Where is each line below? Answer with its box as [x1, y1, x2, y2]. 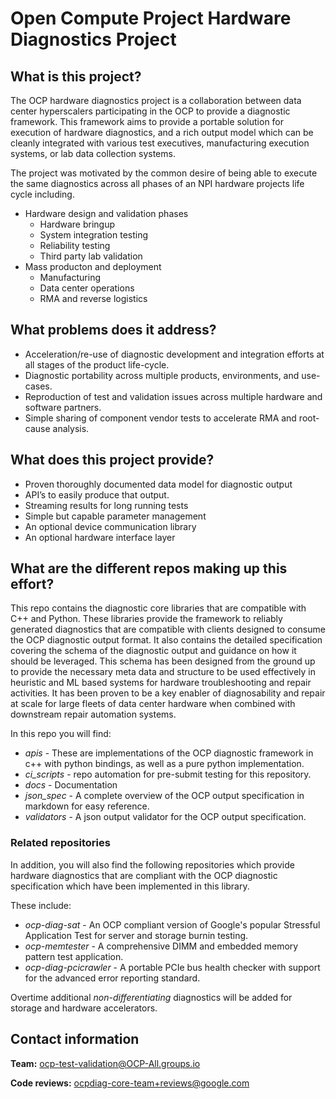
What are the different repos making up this [10, 560, 288, 577]
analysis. [52, 422, 90, 434]
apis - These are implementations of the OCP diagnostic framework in [24, 747, 314, 759]
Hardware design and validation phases [24, 208, 189, 219]
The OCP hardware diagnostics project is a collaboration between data [10, 95, 302, 106]
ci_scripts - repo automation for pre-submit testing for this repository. [24, 768, 312, 781]
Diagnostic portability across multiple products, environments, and [24, 369, 300, 381]
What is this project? [10, 68, 142, 85]
